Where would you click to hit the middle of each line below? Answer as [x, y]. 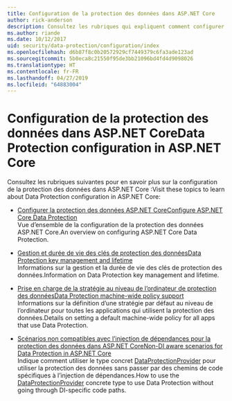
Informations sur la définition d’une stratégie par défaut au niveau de [115, 303]
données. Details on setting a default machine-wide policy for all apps [116, 318]
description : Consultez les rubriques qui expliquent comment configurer [116, 26]
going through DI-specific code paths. [72, 390]
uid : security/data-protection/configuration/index [83, 46]
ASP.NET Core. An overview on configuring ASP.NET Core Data [107, 232]
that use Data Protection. [53, 326]
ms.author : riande [34, 33]
